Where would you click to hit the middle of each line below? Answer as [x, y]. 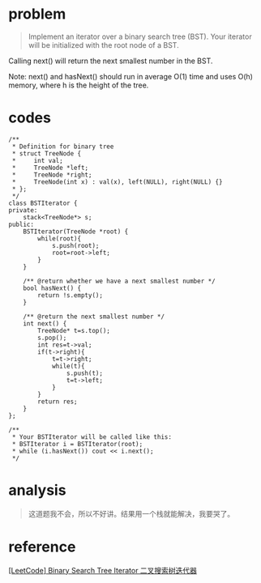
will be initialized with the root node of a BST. [104, 45]
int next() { [45, 323]
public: [21, 224]
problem [37, 14]
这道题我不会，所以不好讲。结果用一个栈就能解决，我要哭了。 [131, 513]
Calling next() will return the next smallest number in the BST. [111, 61]
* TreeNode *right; [52, 175]
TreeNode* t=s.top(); [74, 330]
